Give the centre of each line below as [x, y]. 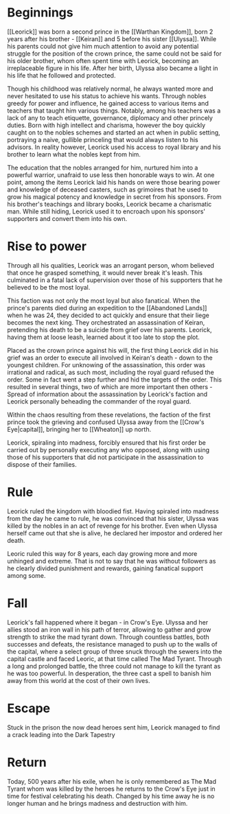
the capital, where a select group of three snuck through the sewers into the [115, 651]
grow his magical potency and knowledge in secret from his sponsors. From [114, 196]
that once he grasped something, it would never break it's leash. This [105, 272]
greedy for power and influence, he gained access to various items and [108, 103]
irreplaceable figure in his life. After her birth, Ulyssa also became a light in [113, 68]
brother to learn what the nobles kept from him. [74, 154]
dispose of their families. [42, 464]
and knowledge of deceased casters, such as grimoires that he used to [107, 189]
